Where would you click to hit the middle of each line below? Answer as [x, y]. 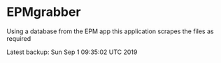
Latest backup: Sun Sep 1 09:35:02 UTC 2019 [72, 52]
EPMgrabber [44, 12]
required [19, 38]
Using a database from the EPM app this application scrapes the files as [110, 31]
